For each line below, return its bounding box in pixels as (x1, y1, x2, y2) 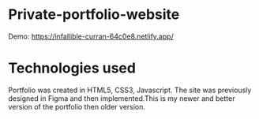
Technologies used (8, 59, 137, 77)
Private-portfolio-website (8, 6, 180, 24)
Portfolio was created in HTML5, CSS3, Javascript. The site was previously (8, 85, 252, 95)
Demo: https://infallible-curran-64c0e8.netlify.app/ (8, 32, 174, 41)
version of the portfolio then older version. (8, 102, 146, 111)
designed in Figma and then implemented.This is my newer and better (8, 93, 235, 103)
